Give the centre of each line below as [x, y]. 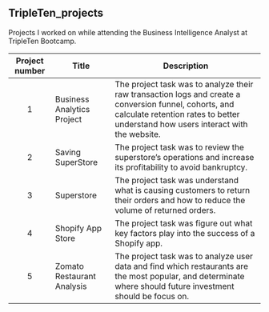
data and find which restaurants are [181, 266]
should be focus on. [152, 296]
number [30, 70]
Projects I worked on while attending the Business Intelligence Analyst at [128, 32]
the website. [138, 134]
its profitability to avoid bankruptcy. [181, 167]
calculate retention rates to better [177, 114]
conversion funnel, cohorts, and [175, 104]
